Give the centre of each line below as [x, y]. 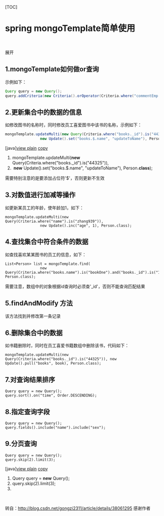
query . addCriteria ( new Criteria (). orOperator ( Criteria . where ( [70, 96]
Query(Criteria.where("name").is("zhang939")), [54, 221]
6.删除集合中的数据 [34, 333]
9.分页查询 [21, 444]
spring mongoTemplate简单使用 [70, 28]
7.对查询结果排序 [30, 380]
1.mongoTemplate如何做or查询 [52, 69]
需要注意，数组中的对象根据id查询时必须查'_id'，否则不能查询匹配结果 [75, 286]
